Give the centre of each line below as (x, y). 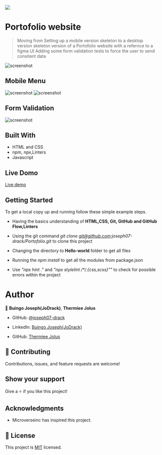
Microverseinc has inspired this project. (52, 420)
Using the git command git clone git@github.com (61, 236)
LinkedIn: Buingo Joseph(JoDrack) (47, 327)
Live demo (16, 185)
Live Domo (21, 173)
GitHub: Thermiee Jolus (36, 336)
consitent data (31, 56)
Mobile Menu (25, 81)
